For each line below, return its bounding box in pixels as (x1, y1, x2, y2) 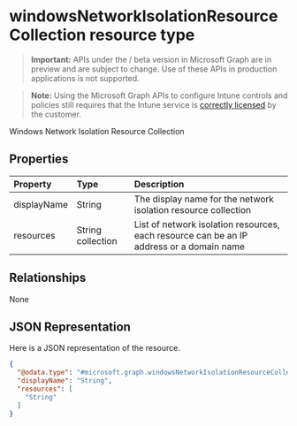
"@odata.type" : (17, 369, 73, 377)
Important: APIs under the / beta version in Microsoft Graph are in (30, 54, 272, 65)
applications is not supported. (30, 72, 140, 83)
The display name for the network (133, 193, 274, 205)
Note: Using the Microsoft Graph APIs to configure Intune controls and (30, 90, 288, 101)
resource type (89, 25, 195, 45)
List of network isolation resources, (133, 218, 280, 231)
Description (133, 178, 185, 190)
